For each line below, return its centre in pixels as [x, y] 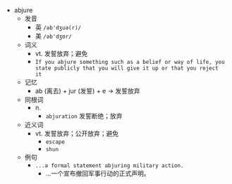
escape [55, 142]
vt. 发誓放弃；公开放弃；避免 [77, 133]
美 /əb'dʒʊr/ [53, 36]
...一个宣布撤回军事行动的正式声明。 [98, 173]
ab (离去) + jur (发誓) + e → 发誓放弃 [87, 91]
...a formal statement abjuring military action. [109, 166]
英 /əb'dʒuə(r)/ [58, 27]
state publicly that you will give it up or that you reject [127, 68]
